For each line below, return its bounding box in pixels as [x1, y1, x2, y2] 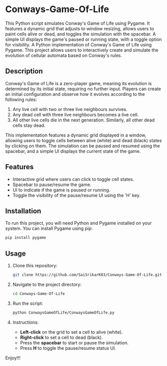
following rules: [5, 96, 37, 102]
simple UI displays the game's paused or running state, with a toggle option [5, 36, 162, 42]
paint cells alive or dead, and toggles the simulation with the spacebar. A [5, 31, 156, 37]
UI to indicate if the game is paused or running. [12, 187, 110, 193]
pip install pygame [5, 235, 46, 240]
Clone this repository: [12, 263, 58, 269]
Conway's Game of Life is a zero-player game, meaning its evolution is [5, 80, 152, 86]
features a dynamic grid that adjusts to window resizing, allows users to [5, 25, 154, 31]
